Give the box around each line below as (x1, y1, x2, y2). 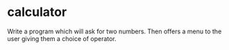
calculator (7, 4, 67, 20)
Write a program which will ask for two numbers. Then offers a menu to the (7, 27, 222, 35)
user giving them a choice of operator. (7, 34, 117, 42)
